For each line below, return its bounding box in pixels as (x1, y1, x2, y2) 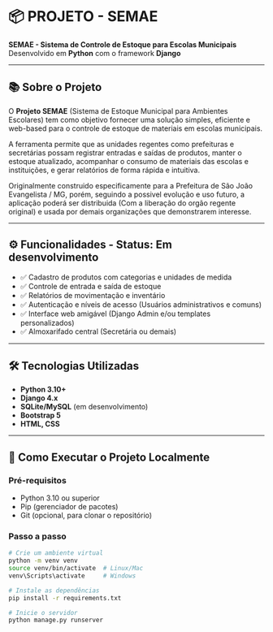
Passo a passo (8, 530, 67, 542)
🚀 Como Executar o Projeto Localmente (8, 450, 210, 464)
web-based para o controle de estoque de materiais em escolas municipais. (8, 123, 262, 133)
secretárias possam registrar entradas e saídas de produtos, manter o (8, 148, 242, 158)
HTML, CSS (19, 419, 60, 429)
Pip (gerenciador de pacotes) (19, 502, 119, 512)
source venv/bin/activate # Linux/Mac (8, 565, 144, 573)
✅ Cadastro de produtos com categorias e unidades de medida (19, 272, 232, 282)
